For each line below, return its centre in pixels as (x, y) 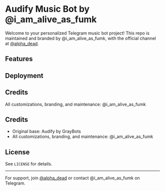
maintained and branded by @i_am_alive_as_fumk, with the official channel (81, 38)
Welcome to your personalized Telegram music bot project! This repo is (77, 33)
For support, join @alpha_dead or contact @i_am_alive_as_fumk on (72, 178)
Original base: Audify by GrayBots (46, 132)
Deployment (24, 75)
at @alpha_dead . (22, 43)
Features (19, 59)
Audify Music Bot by (47, 9)
